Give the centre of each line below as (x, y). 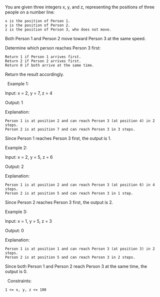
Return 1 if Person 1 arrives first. (43, 57)
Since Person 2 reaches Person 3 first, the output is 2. (59, 202)
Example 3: (16, 212)
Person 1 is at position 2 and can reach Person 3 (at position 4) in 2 (80, 121)
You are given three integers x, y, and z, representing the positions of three (80, 7)
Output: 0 (15, 231)
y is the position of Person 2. (38, 25)
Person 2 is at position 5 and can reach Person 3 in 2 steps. (70, 257)
